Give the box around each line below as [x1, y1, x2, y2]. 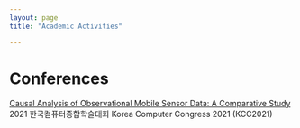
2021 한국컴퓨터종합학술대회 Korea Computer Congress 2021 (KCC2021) [9, 109, 273, 120]
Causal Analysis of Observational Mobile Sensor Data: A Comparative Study [9, 98, 291, 109]
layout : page [9, 13, 59, 23]
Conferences [9, 69, 110, 88]
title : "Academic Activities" [9, 22, 123, 31]
